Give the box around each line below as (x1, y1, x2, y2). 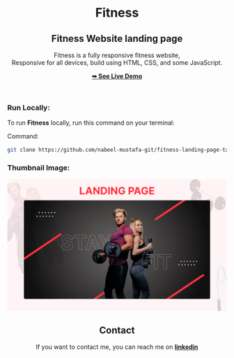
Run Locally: (7, 102, 50, 112)
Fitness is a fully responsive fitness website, (54, 51, 180, 59)
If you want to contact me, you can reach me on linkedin (36, 343, 198, 351)
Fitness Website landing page (51, 33, 183, 45)
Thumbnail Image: (7, 163, 70, 173)
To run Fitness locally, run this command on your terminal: (7, 118, 175, 127)
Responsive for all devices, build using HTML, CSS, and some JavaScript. (11, 59, 223, 67)
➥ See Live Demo (91, 72, 143, 80)
